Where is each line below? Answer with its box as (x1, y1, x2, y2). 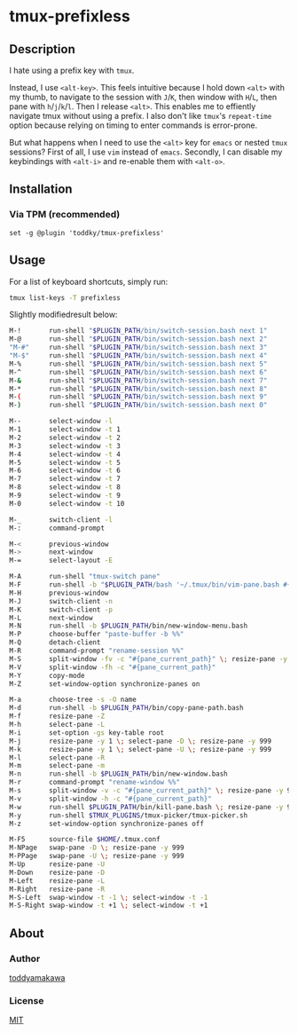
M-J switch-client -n (9, 596, 114, 605)
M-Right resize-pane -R (9, 885, 105, 894)
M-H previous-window (9, 588, 109, 597)
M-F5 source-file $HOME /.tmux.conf (9, 835, 161, 844)
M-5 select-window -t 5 (9, 458, 122, 467)
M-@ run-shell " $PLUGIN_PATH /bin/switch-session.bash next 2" (9, 335, 268, 343)
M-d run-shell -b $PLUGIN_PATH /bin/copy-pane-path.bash (9, 704, 244, 713)
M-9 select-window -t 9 (9, 491, 122, 500)
